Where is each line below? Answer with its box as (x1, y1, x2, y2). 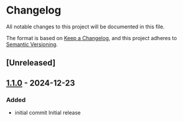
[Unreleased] (6, 58, 56, 68)
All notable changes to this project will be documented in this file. (6, 23, 165, 30)
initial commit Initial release (14, 109, 81, 116)
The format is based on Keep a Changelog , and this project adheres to (6, 34, 177, 41)
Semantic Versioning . (6, 41, 58, 48)
